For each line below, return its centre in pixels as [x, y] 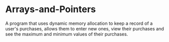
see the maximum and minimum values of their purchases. [67, 34]
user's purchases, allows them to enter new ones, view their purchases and [85, 28]
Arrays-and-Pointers [51, 9]
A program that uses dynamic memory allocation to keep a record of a [79, 23]
